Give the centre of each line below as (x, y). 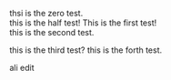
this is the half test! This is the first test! (83, 23)
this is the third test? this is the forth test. (86, 50)
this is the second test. (52, 32)
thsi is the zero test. (46, 13)
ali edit (22, 68)
